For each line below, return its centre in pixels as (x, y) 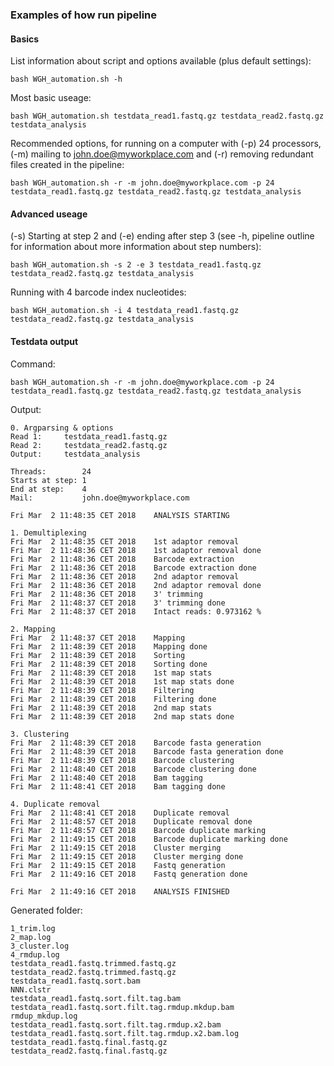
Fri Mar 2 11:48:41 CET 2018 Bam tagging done (118, 786)
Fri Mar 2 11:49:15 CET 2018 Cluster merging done (127, 856)
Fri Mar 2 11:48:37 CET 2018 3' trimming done (118, 603)
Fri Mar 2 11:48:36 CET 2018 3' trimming (106, 594)
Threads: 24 (51, 471)
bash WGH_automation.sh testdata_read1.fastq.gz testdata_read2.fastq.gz (167, 116)
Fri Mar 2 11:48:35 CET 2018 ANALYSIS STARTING (120, 515)
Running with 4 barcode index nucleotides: (98, 292)
